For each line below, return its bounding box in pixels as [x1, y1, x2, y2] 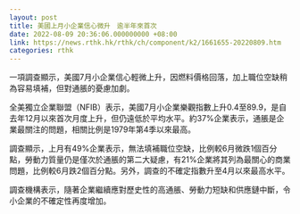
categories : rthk [9, 46, 74, 55]
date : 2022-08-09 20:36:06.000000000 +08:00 [9, 29, 178, 38]
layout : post [9, 12, 58, 22]
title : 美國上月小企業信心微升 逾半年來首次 [9, 21, 158, 30]
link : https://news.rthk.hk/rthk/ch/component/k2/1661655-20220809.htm [9, 37, 281, 47]
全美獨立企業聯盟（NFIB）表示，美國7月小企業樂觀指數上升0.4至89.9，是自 [9, 102, 287, 112]
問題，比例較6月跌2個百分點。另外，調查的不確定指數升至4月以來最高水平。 [9, 166, 290, 177]
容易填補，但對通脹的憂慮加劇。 [16, 83, 135, 94]
